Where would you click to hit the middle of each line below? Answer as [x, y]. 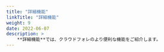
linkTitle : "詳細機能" [33, 17]
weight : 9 [19, 23]
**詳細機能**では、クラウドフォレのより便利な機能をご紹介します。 [89, 39]
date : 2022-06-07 [28, 28]
